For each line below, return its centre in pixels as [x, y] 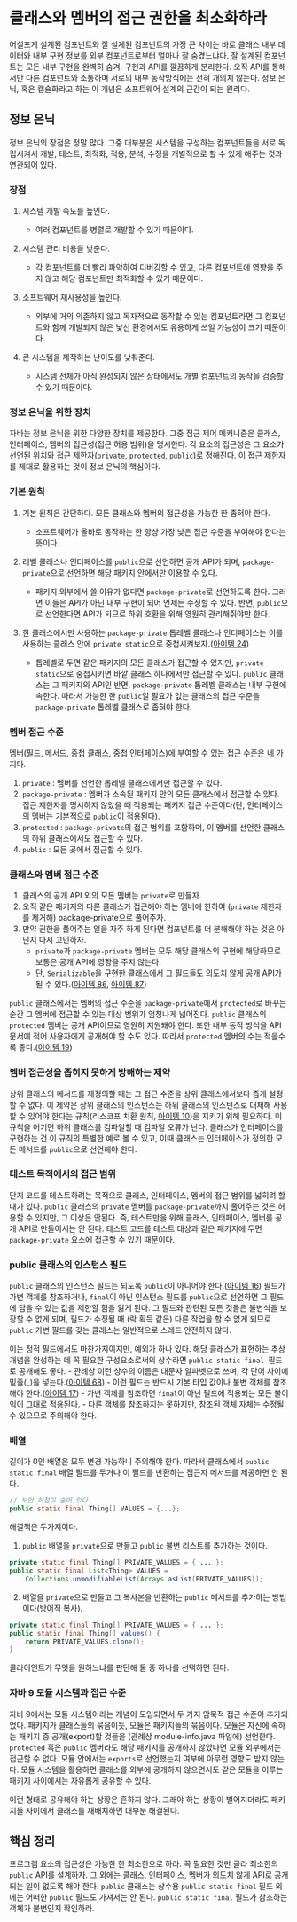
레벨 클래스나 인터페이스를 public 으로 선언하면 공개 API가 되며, [131, 561]
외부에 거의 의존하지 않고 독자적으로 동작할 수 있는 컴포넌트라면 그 [149, 317]
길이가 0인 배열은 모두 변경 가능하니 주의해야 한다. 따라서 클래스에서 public [139, 1462]
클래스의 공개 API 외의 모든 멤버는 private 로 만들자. [112, 896]
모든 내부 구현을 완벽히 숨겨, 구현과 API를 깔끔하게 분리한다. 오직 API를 [148, 67]
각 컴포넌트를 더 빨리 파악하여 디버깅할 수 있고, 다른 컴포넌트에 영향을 [155, 268]
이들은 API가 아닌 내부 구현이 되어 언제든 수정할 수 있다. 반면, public [163, 602]
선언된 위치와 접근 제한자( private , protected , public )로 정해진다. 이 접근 [136, 455]
